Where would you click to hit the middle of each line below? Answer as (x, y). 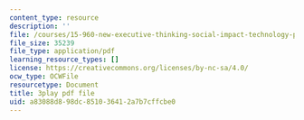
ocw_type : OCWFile (44, 77)
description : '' (40, 26)
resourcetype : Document (54, 85)
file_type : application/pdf (62, 51)
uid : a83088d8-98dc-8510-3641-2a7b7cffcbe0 (93, 102)
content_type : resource (54, 18)
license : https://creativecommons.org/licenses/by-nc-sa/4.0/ (129, 69)
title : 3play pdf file (52, 93)
